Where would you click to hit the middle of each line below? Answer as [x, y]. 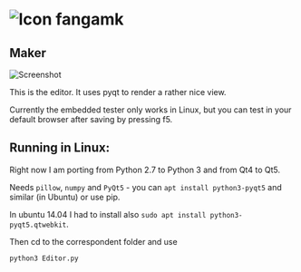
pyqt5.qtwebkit [38, 225]
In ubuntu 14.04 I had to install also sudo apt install [108, 214]
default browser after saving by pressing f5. [91, 119]
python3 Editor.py [44, 258]
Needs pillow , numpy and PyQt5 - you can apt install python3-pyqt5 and [146, 187]
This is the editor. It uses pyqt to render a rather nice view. [118, 92]
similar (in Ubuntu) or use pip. [65, 197]
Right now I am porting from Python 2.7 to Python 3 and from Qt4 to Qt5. [145, 170]
